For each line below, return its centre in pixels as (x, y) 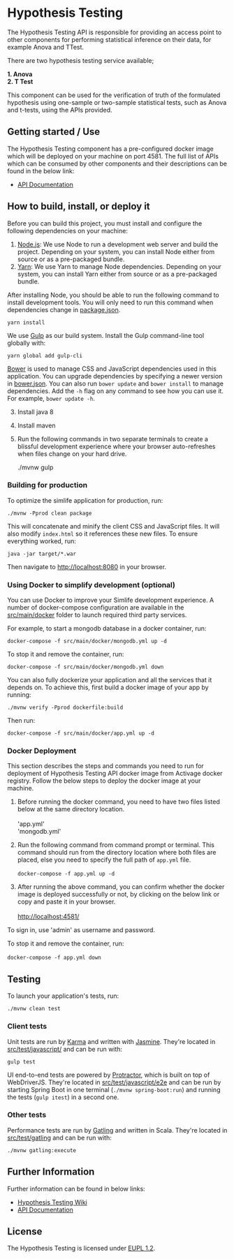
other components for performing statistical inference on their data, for (109, 39)
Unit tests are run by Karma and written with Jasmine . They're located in (111, 1041)
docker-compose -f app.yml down (54, 958)
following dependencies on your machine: (67, 230)
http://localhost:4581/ (48, 917)
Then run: (21, 721)
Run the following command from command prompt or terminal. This (116, 845)
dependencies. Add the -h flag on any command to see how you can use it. (115, 391)
